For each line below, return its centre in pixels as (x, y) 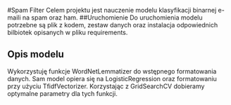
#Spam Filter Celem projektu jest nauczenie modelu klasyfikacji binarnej (112, 10)
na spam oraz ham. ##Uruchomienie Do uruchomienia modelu (112, 17)
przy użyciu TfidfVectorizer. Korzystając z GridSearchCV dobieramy (106, 86)
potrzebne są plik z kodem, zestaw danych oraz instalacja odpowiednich (113, 25)
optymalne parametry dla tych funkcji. (62, 93)
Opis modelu (36, 54)
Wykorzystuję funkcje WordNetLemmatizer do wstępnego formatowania (112, 71)
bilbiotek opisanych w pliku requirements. (68, 32)
